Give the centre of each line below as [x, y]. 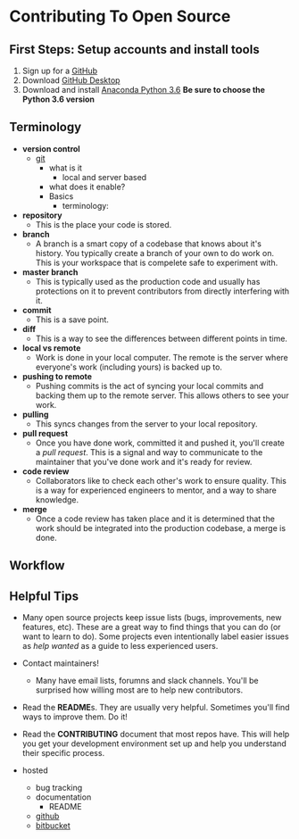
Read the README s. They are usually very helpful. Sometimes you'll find [156, 708]
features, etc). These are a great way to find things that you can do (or [151, 627]
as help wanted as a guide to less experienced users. [120, 646]
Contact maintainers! [61, 663]
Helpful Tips [44, 596]
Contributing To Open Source [120, 17]
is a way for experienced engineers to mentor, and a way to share [156, 490]
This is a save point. [72, 320]
